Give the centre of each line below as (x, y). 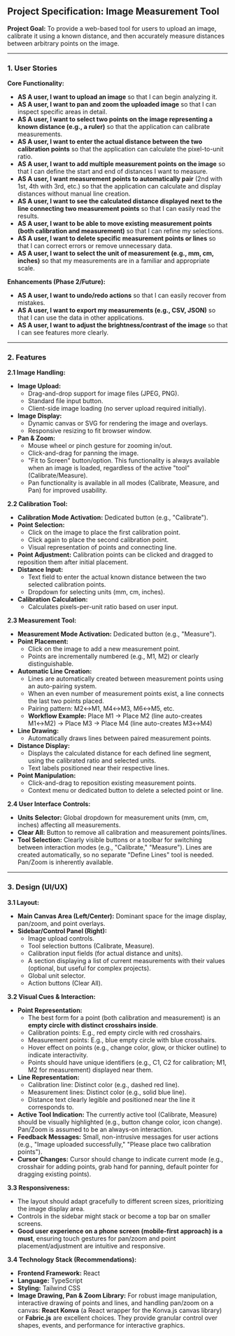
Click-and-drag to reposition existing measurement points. (112, 783)
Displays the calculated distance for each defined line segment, (120, 754)
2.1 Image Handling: (36, 373)
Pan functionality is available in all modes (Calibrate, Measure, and (123, 483)
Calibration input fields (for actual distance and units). (105, 953)
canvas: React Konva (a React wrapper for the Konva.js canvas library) (120, 1310)
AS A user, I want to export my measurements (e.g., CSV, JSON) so (116, 311)
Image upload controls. (61, 938)
